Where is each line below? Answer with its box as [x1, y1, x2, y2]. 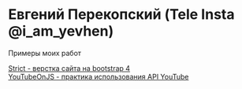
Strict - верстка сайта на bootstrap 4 [8, 63, 131, 72]
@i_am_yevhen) [8, 22, 114, 40]
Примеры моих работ [8, 48, 81, 57]
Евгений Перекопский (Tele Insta [8, 6, 235, 24]
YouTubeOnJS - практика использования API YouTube [8, 72, 189, 81]
